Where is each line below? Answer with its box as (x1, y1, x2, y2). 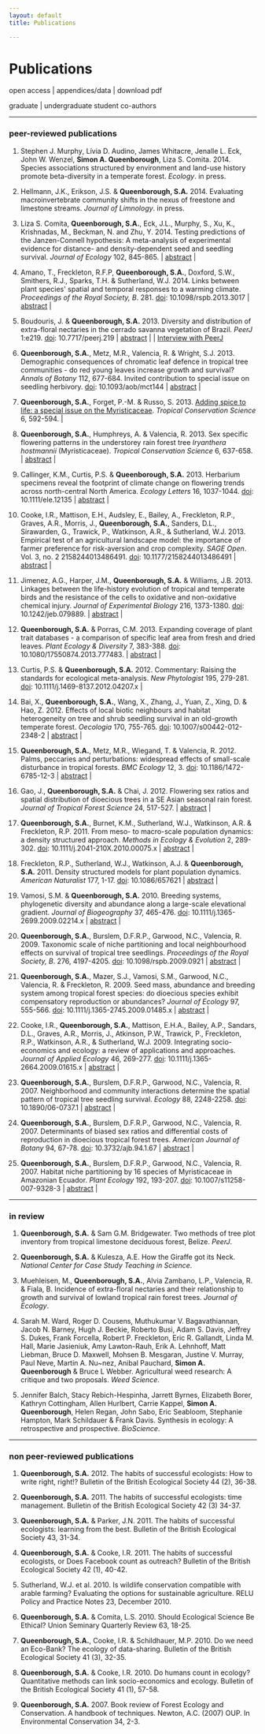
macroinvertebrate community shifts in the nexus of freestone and (20, 195, 235, 204)
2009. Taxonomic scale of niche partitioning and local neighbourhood (20, 940, 247, 949)
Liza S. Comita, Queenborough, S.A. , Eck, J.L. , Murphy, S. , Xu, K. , (20, 219, 235, 228)
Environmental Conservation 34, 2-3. (20, 1717, 141, 1726)
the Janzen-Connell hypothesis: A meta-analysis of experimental (20, 235, 231, 245)
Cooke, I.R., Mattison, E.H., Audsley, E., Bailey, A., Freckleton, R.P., (20, 510, 235, 519)
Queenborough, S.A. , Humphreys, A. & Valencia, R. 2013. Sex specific (20, 429, 248, 439)
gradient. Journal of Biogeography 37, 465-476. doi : (20, 907, 190, 917)
